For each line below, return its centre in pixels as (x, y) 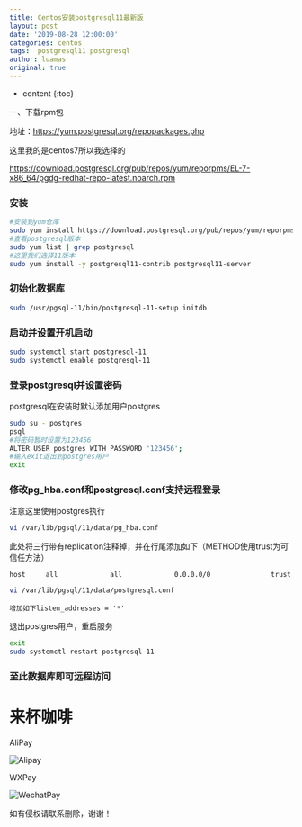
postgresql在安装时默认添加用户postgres (84, 406)
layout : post (34, 26)
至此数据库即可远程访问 (60, 676)
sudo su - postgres (46, 423)
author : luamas (38, 59)
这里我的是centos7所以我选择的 (67, 150)
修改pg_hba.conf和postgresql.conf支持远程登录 (115, 490)
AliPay (21, 742)
